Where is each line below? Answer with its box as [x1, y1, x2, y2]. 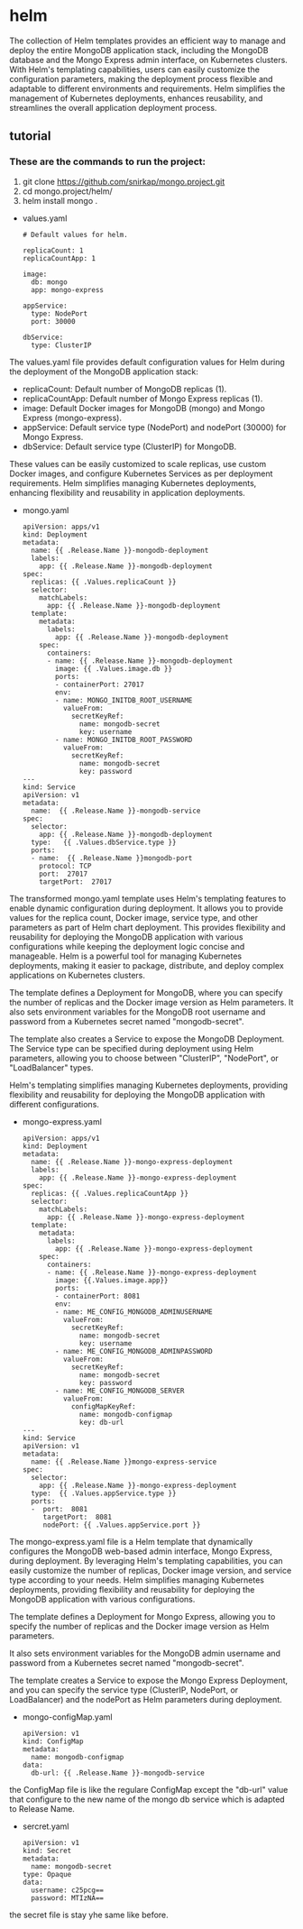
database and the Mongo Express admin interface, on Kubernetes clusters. [9, 54, 289, 65]
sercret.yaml [22, 1821, 69, 1832]
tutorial [9, 128, 51, 144]
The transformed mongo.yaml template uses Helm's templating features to [9, 893, 287, 904]
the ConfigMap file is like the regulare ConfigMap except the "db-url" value [9, 1784, 289, 1795]
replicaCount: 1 [22, 245, 84, 255]
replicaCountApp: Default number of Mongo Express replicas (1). [22, 393, 263, 404]
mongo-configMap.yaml [22, 1711, 113, 1722]
